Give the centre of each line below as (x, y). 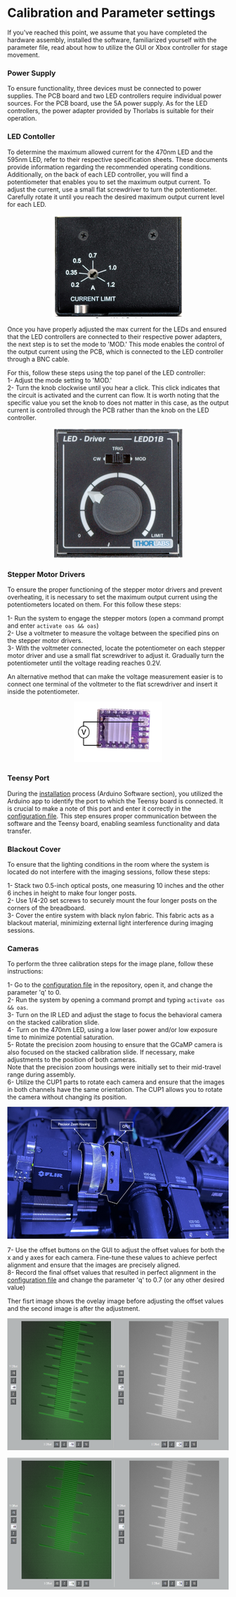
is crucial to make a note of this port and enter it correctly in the (99, 808)
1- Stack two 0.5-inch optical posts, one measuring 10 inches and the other (116, 886)
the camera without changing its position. (67, 1097)
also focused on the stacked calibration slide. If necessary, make (101, 1052)
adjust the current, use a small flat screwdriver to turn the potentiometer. (112, 189)
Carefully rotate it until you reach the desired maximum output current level (116, 197)
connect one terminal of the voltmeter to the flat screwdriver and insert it (112, 685)
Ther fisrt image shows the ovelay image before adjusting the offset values (116, 1301)
